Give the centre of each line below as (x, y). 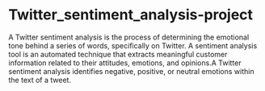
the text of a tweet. (40, 80)
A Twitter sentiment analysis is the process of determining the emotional (129, 37)
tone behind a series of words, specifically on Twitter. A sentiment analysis (133, 45)
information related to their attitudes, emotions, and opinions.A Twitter (125, 63)
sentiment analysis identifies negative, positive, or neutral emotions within (131, 71)
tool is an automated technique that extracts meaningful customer (118, 54)
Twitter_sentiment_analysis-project (130, 15)
